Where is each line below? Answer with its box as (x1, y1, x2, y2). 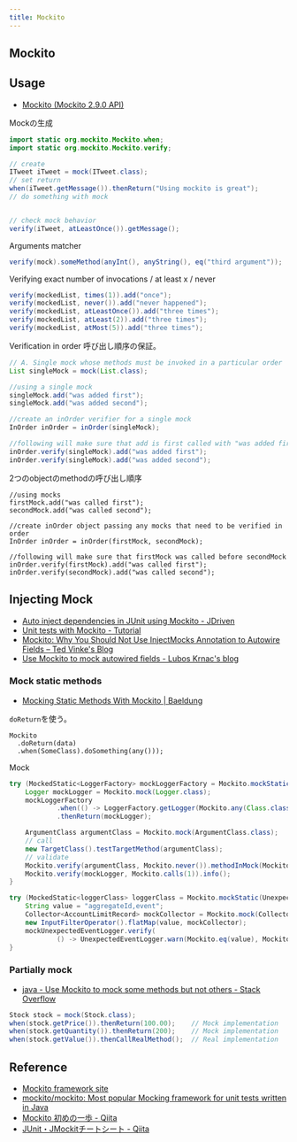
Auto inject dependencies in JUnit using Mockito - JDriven (21, 615, 236, 626)
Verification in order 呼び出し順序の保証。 (9, 340, 162, 351)
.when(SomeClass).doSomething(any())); (17, 746, 164, 755)
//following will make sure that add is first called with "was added (9, 439, 275, 448)
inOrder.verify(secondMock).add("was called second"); (9, 567, 216, 576)
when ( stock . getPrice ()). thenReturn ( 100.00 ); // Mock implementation (9, 1019, 278, 1028)
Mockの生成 (9, 117, 53, 128)
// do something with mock (9, 192, 109, 202)
